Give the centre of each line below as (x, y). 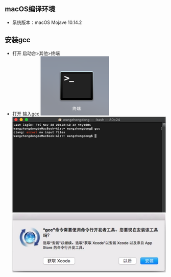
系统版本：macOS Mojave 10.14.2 (47, 22)
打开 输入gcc (26, 114)
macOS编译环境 (30, 9)
